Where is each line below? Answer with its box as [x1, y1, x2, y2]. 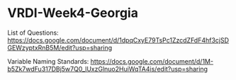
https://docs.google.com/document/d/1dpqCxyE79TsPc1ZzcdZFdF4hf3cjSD [7, 35, 229, 44]
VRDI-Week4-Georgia [7, 5, 138, 21]
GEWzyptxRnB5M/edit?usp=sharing [7, 43, 113, 52]
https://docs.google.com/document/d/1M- [90, 57, 214, 65]
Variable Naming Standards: [7, 57, 89, 65]
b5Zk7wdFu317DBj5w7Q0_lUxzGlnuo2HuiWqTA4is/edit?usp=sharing [7, 64, 208, 73]
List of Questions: [7, 28, 59, 37]
